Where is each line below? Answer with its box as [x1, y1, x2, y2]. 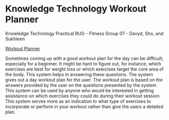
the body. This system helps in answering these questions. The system [5, 71, 153, 77]
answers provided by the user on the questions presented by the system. [5, 82, 158, 88]
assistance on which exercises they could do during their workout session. [5, 93, 161, 99]
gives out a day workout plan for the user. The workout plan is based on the [5, 77, 163, 83]
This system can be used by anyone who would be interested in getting [5, 87, 154, 93]
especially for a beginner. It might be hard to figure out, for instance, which [5, 61, 161, 67]
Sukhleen [5, 36, 25, 42]
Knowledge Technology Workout [5, 3, 147, 15]
